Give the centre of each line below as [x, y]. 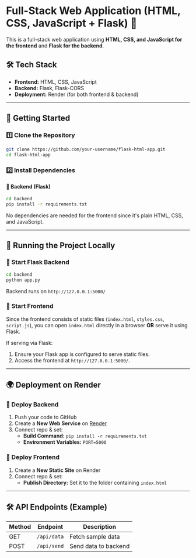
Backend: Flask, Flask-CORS [49, 88]
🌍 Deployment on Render [53, 385]
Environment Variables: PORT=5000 [65, 442]
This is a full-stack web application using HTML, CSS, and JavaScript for [94, 39]
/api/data [50, 536]
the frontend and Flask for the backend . [55, 46]
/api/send [50, 546]
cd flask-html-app [28, 155]
